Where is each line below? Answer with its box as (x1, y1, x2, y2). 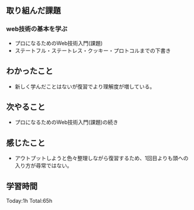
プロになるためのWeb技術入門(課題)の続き (14, 119, 119, 126)
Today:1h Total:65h (6, 197, 52, 204)
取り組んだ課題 (6, 5, 61, 16)
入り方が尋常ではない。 (14, 162, 72, 169)
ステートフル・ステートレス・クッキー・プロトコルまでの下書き (14, 47, 171, 54)
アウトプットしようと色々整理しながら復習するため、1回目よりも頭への (14, 155, 189, 162)
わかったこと (6, 66, 53, 76)
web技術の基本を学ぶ (6, 25, 68, 33)
